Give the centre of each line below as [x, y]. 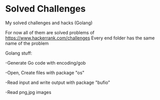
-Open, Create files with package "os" [45, 72]
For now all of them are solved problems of [50, 32]
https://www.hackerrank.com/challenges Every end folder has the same [80, 38]
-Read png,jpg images [28, 92]
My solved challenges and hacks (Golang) [49, 23]
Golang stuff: [19, 53]
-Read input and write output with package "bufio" [58, 82]
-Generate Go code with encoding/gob [45, 63]
